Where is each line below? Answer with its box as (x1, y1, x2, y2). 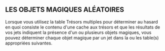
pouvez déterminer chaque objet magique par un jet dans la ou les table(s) (5, 34, 159, 40)
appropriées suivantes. (5, 40, 52, 46)
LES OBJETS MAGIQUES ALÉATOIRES (5, 5, 124, 14)
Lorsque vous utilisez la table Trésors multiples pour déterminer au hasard (5, 18, 158, 24)
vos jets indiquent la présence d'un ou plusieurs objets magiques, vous (5, 29, 151, 35)
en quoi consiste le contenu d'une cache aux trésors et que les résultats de (5, 24, 160, 30)
